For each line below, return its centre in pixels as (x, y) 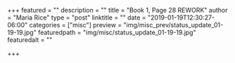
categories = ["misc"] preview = (76, 25)
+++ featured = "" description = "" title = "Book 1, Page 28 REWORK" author (118, 10)
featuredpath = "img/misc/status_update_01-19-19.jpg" (117, 32)
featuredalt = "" (30, 40)
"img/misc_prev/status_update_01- (173, 25)
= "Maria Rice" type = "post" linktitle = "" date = (77, 17)
